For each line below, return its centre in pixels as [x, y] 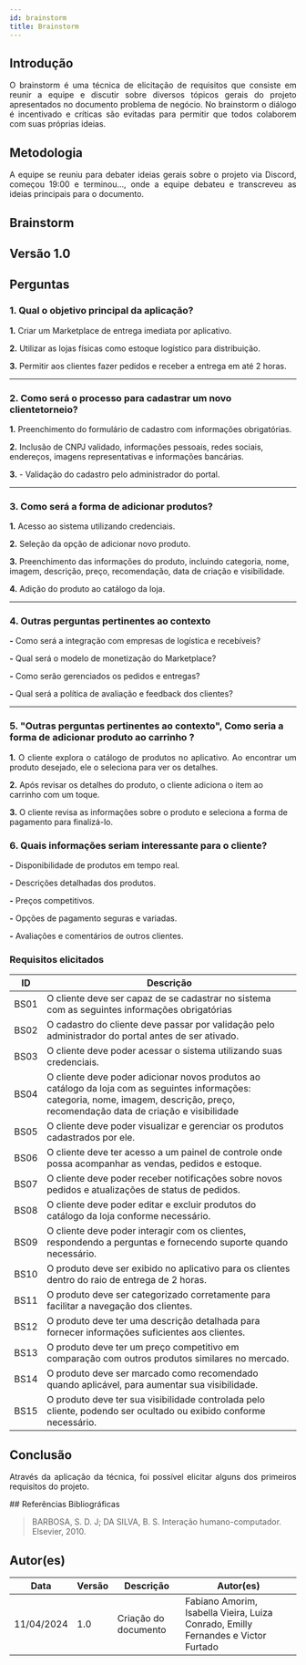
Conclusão [41, 1455]
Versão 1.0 [40, 253]
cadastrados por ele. [91, 1138]
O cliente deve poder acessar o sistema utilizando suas [164, 1051]
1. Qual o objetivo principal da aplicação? [102, 311]
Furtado [202, 1647]
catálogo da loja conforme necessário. [129, 1216]
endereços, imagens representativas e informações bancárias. [127, 456]
